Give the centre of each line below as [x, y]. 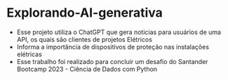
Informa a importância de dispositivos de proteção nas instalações [113, 47]
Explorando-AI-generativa [85, 13]
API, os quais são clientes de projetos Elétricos [84, 39]
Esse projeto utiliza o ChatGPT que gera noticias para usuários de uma [119, 32]
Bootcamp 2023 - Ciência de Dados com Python [87, 69]
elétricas [29, 54]
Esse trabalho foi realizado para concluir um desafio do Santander [112, 61]
